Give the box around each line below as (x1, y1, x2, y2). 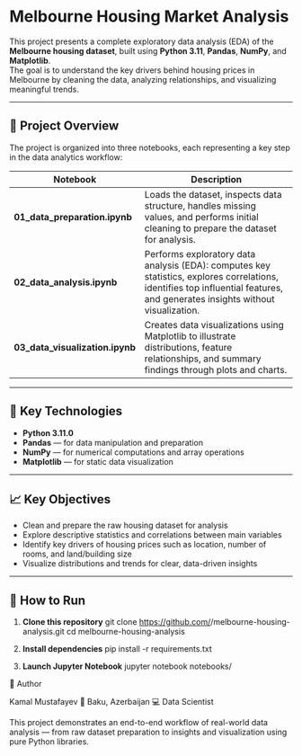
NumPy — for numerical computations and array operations (22, 447, 244, 458)
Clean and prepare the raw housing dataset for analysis (22, 520, 228, 531)
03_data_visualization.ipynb (13, 341, 137, 353)
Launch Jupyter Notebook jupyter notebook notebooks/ (22, 661, 232, 672)
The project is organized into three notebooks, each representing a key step (9, 142, 290, 153)
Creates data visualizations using (144, 318, 285, 331)
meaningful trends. (9, 84, 79, 94)
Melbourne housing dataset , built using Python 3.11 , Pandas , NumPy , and (9, 45, 288, 56)
